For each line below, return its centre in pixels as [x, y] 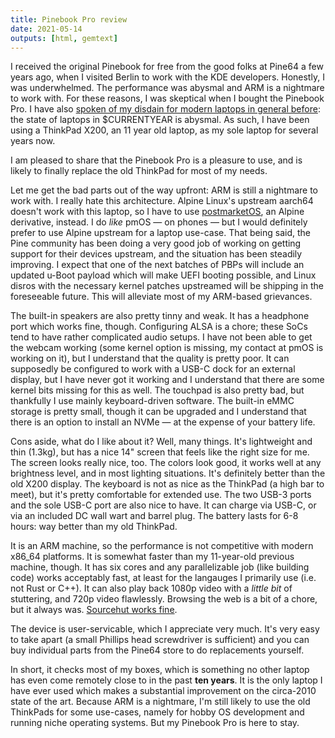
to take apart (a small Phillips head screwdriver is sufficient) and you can [160, 640]
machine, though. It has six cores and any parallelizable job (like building [160, 567]
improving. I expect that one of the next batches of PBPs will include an [157, 265]
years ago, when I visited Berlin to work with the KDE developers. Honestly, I [167, 77]
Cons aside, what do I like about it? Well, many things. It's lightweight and [161, 442]
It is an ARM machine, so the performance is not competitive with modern [162, 546]
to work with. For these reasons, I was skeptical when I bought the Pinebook [167, 98]
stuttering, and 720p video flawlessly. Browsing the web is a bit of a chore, [164, 599]
